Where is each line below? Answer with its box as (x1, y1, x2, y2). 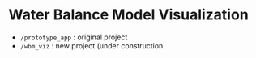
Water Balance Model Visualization (8, 6, 249, 24)
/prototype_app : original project (19, 32, 128, 42)
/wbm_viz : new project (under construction (19, 40, 164, 50)
